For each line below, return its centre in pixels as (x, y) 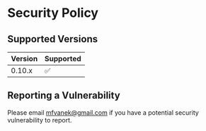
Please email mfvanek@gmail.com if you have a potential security (103, 112)
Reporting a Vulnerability (64, 95)
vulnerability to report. (40, 120)
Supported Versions (52, 39)
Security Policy (53, 13)
